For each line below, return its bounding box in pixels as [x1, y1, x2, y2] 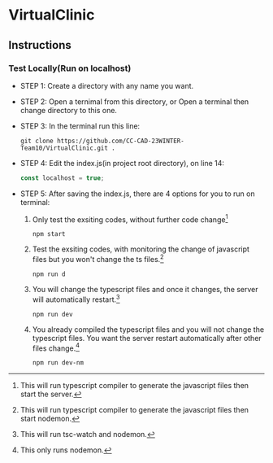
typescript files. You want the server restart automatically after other [32, 333, 262, 343]
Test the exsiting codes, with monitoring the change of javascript [32, 244, 250, 254]
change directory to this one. [19, 105, 118, 115]
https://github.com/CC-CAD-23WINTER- [56, 137, 184, 145]
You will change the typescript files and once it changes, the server [32, 285, 258, 295]
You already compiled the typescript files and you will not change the [32, 324, 265, 334]
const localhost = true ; [19, 173, 105, 182]
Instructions [8, 38, 71, 52]
